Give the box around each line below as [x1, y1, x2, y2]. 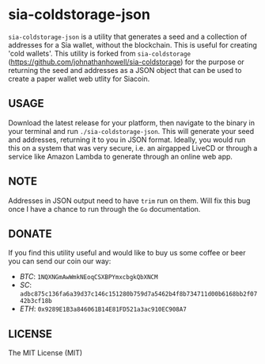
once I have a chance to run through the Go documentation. [8, 204, 201, 213]
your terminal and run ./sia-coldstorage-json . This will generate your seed [8, 126, 255, 136]
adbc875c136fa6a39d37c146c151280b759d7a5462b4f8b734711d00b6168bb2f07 [19, 290, 258, 298]
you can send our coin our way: [8, 256, 112, 266]
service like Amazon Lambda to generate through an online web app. [8, 151, 233, 161]
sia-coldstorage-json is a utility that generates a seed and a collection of [8, 32, 248, 41]
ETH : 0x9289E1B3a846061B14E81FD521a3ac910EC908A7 [19, 304, 187, 314]
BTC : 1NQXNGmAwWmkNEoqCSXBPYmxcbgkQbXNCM [19, 272, 158, 282]
